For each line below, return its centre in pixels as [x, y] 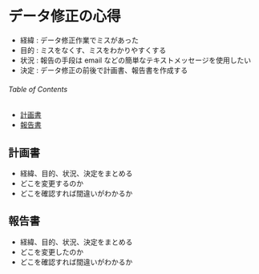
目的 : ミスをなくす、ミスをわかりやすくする [93, 50]
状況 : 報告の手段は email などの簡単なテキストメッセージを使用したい [135, 60]
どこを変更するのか [52, 183]
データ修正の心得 [65, 16]
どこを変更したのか [52, 252]
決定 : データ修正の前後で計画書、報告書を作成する [104, 70]
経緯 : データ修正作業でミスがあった [79, 40]
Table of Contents [38, 89]
